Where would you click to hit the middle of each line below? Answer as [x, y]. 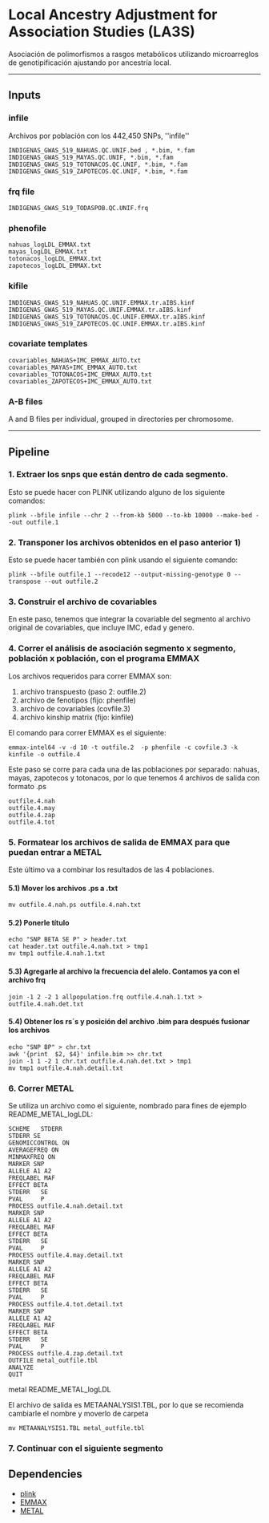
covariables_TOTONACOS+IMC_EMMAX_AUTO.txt [80, 375]
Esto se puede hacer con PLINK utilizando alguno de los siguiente [117, 492]
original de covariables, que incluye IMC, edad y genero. [101, 628]
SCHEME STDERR [35, 1129]
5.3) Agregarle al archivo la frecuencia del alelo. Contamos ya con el [124, 971]
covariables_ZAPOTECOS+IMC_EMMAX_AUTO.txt [80, 381]
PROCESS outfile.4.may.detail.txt [66, 1256]
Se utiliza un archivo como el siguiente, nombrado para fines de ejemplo [127, 1106]
